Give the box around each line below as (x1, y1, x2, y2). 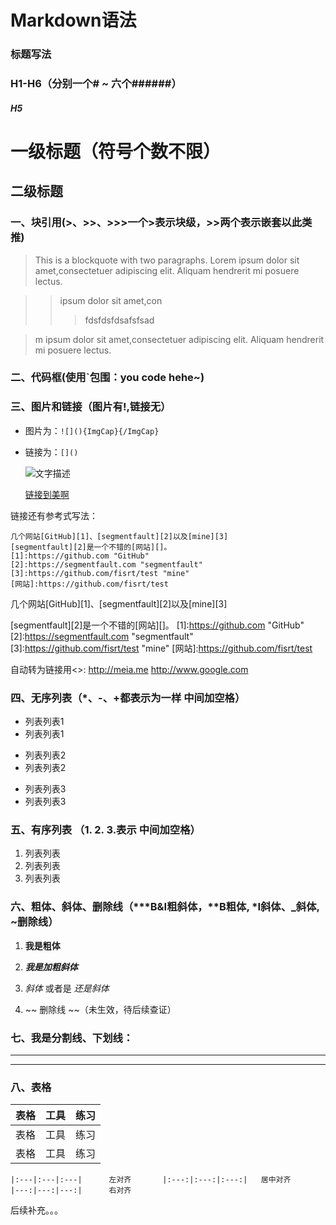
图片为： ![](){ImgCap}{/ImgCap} (24, 424, 160, 436)
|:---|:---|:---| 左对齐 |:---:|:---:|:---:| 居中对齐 (10, 1175, 292, 1185)
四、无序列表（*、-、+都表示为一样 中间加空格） (10, 691, 246, 705)
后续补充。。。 (10, 1204, 63, 1216)
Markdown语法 (10, 9, 137, 32)
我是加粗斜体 (24, 961, 78, 973)
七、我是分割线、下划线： (10, 1031, 134, 1045)
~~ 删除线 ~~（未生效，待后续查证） (24, 1003, 177, 1015)
